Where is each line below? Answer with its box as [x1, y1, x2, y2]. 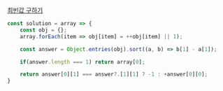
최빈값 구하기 [7, 6, 43, 14]
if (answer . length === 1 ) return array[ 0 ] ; [20, 58, 145, 65]
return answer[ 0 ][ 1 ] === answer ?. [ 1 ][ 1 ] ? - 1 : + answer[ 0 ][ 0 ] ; [20, 71, 208, 78]
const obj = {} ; [20, 27, 68, 34]
